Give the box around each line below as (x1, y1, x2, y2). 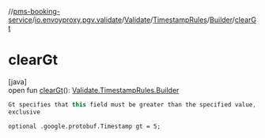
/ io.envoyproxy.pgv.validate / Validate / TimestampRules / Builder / (32, 15, 236, 24)
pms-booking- (13, 7, 61, 16)
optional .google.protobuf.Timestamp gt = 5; (8, 122, 161, 130)
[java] (8, 76, 28, 86)
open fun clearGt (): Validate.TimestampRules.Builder (8, 85, 180, 95)
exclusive (8, 108, 41, 116)
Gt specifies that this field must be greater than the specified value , (8, 100, 257, 109)
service (8, 15, 33, 24)
